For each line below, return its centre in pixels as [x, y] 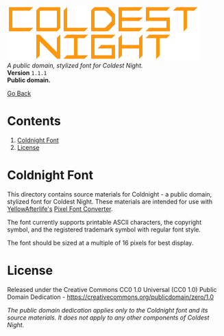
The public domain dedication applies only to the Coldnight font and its [108, 310]
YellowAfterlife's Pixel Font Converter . [60, 209]
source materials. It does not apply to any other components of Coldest [108, 317]
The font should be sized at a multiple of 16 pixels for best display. [100, 243]
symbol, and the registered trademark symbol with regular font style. [104, 229]
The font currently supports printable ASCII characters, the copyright [104, 222]
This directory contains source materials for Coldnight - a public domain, [110, 194]
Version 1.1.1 [27, 73]
